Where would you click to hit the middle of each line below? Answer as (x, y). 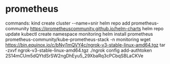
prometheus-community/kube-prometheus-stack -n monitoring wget (78, 39)
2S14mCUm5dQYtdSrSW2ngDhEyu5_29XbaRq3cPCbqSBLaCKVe (74, 56)
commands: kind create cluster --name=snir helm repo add (68, 23)
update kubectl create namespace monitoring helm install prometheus (79, 34)
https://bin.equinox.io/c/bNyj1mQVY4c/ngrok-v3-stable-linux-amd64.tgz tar (85, 45)
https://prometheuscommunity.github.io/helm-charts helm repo (97, 28)
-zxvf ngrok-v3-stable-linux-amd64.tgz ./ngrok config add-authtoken (79, 50)
